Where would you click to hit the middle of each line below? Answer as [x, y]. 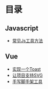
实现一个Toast [26, 69]
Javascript [22, 28]
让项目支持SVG [27, 75]
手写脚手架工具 [27, 81]
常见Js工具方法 [27, 41]
